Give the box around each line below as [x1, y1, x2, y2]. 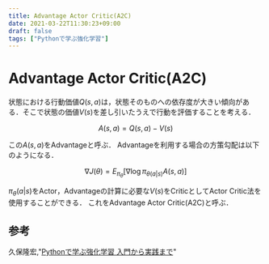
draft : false [8, 27, 53, 35]
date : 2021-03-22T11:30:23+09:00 [8, 19, 121, 28]
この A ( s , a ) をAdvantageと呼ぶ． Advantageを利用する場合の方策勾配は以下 [8, 140, 260, 150]
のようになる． [8, 151, 58, 160]
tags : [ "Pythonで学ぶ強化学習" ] [8, 34, 109, 43]
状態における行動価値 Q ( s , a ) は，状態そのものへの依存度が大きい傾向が [8, 97, 243, 107]
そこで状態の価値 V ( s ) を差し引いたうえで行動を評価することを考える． [22, 107, 256, 117]
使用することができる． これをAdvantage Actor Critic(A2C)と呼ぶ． [8, 198, 233, 207]
